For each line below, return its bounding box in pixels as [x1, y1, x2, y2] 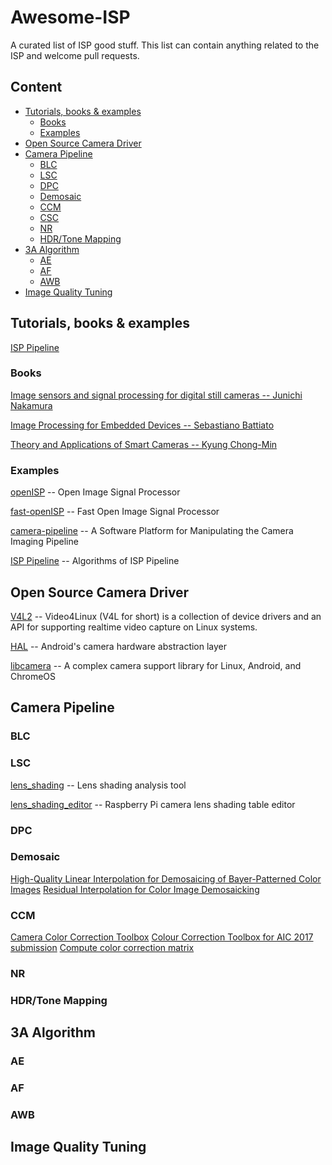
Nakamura [10, 399, 53, 411]
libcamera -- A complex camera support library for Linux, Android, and [10, 659, 302, 671]
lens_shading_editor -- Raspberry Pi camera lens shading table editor [10, 798, 296, 810]
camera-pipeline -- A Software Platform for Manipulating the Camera [10, 525, 294, 537]
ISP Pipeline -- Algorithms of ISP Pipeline [10, 555, 180, 567]
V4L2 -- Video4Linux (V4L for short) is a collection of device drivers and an [10, 610, 322, 622]
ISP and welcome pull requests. [10, 49, 140, 61]
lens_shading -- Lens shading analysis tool [10, 779, 187, 791]
